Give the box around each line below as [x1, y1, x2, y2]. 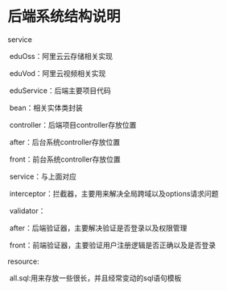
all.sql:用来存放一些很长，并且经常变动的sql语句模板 [9, 272, 182, 283]
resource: [7, 256, 39, 266]
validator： [9, 205, 46, 215]
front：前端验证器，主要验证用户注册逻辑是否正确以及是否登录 [9, 240, 217, 250]
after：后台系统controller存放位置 [9, 137, 121, 146]
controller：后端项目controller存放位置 [9, 120, 137, 129]
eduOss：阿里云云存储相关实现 [9, 51, 113, 61]
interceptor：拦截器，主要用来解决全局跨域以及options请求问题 [9, 188, 219, 198]
